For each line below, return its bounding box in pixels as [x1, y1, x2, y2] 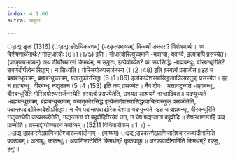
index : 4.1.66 [7, 10, 49, 17]
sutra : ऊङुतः [7, 17, 41, 24]
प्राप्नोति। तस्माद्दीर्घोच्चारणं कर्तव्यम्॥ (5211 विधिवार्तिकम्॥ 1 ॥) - [7, 120, 150, 129]
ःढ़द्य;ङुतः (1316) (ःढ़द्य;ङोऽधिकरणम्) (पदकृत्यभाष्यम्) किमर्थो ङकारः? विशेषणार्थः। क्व [7, 42, 205, 50]
